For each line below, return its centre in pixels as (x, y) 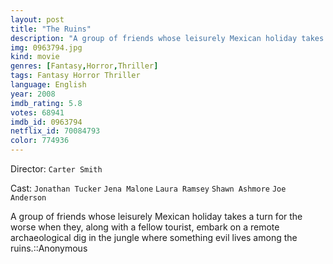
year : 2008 (33, 94)
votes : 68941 (37, 112)
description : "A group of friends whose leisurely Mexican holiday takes (167, 38)
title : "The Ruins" (51, 29)
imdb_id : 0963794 (46, 122)
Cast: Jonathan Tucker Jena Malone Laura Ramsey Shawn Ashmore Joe (148, 188)
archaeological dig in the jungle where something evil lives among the (154, 237)
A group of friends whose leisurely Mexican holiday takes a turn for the (156, 216)
